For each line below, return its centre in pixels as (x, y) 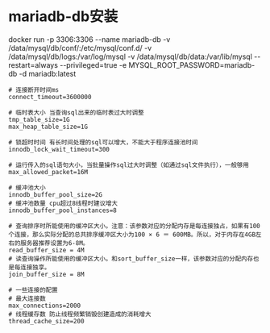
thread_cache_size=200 (46, 321)
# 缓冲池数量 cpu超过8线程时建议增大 (63, 203)
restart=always (33, 65)
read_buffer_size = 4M (46, 250)
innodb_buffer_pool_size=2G (56, 194)
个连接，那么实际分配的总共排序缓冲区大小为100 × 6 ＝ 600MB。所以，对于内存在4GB (132, 235)
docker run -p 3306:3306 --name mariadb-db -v (89, 39)
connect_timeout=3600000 (50, 97)
